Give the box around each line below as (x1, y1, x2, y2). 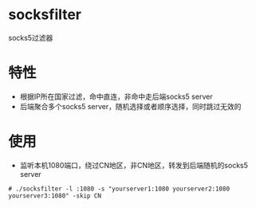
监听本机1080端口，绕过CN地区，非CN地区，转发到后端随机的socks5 (19, 160, 249, 170)
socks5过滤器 (8, 33, 53, 42)
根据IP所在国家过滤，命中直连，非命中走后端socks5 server (19, 92, 213, 101)
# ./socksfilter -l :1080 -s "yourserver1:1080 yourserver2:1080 (8, 185, 230, 193)
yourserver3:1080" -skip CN (8, 191, 102, 200)
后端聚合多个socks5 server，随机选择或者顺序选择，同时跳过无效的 (19, 101, 242, 111)
